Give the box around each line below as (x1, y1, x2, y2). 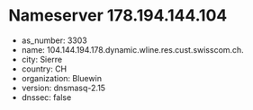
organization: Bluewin (21, 72, 103, 83)
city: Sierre (21, 54, 63, 64)
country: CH (21, 63, 68, 74)
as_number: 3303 (21, 35, 87, 46)
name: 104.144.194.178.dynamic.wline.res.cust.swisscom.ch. (21, 44, 244, 55)
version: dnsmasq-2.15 (21, 82, 105, 93)
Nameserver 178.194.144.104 (8, 5, 228, 26)
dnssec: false (21, 91, 72, 103)
